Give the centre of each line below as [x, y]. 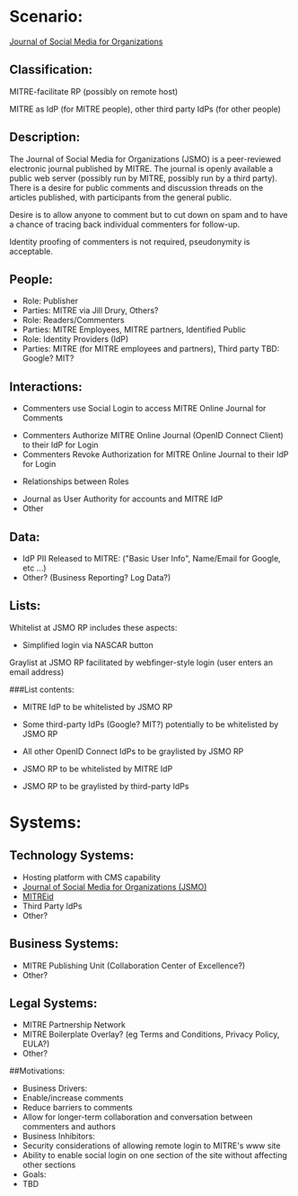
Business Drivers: [55, 1088]
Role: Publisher [50, 301]
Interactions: [46, 387]
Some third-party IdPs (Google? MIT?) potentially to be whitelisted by [150, 724]
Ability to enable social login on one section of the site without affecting [154, 1156]
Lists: [25, 606]
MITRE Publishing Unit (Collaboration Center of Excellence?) [134, 966]
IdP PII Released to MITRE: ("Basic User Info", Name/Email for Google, [151, 558]
